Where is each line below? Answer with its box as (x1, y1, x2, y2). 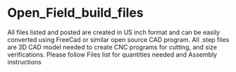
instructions (7, 57, 42, 66)
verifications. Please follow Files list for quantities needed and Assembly (7, 50, 217, 59)
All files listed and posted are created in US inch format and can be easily (7, 28, 221, 36)
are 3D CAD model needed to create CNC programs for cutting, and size (7, 43, 217, 51)
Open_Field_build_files (7, 5, 144, 21)
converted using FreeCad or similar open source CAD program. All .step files (7, 35, 230, 43)
